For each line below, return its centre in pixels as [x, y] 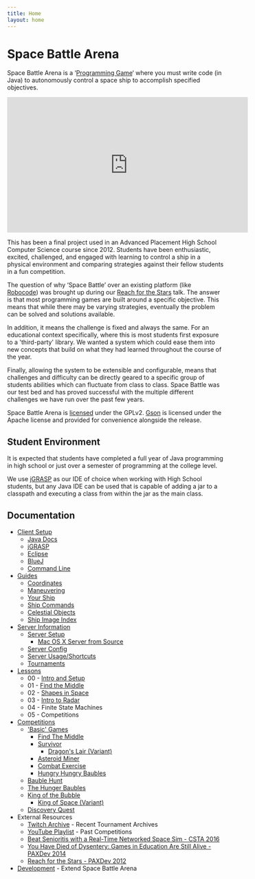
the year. [20, 357]
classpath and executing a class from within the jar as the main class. [105, 494]
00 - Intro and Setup [56, 678]
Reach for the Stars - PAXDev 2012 [77, 861]
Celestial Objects [51, 613]
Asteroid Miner [59, 759]
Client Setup [35, 532]
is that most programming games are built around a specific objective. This [113, 299]
